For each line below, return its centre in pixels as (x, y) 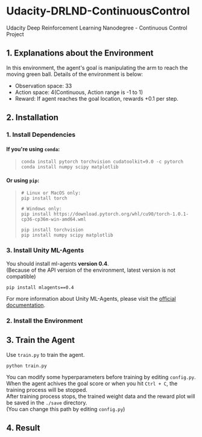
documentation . (26, 305)
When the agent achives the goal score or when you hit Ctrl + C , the (92, 383)
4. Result (23, 428)
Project (15, 34)
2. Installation (33, 118)
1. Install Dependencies (41, 135)
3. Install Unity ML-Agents (45, 250)
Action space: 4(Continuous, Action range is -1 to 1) (79, 92)
